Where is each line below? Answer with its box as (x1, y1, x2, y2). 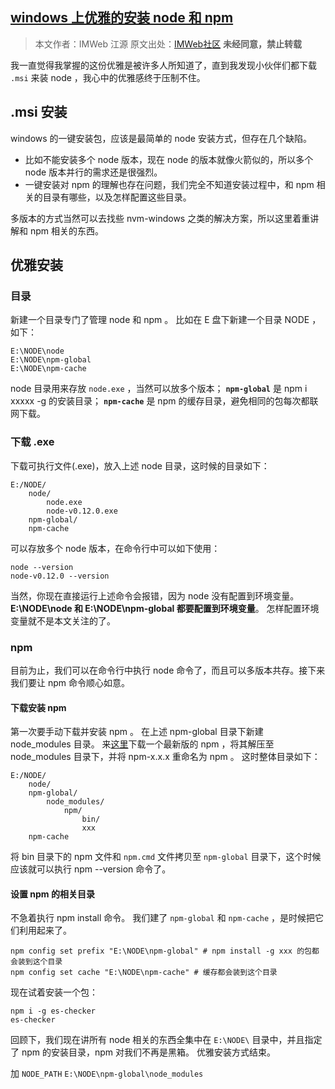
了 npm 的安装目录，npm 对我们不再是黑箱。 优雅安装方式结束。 (10, 1046, 276, 1058)
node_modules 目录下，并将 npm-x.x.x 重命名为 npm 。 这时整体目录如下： (10, 751, 321, 763)
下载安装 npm (10, 701, 67, 713)
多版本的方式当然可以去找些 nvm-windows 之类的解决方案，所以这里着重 (10, 212, 311, 224)
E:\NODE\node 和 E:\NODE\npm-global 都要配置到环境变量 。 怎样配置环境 (10, 602, 320, 614)
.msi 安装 (10, 104, 68, 121)
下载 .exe (10, 435, 55, 449)
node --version (10, 562, 74, 572)
